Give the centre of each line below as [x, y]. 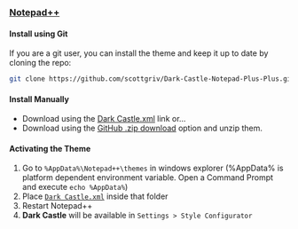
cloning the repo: [40, 63]
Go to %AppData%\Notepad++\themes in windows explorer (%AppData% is [153, 168]
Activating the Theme [50, 148]
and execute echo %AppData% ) [75, 187]
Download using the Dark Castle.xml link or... [104, 119]
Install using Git [39, 34]
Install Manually [39, 99]
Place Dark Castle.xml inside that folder [95, 196]
